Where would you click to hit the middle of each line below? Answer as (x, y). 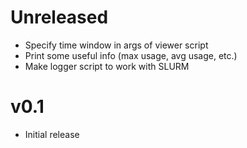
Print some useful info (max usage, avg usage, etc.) (131, 55)
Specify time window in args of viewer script (116, 45)
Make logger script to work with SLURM (107, 66)
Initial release (52, 134)
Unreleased (59, 17)
